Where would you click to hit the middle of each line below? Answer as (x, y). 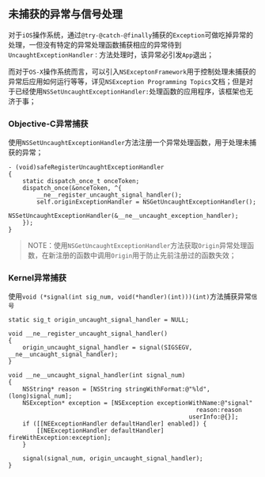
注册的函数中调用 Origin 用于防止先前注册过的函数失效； (146, 255)
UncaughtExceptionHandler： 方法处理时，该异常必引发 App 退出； (111, 55)
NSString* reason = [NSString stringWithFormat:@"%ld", (117, 389)
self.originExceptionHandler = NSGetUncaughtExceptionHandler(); (147, 202)
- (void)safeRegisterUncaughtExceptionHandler (86, 168)
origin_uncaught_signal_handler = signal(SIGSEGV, (108, 348)
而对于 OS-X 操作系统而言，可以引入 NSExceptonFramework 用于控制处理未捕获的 (132, 71)
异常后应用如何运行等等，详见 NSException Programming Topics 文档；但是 (127, 81)
